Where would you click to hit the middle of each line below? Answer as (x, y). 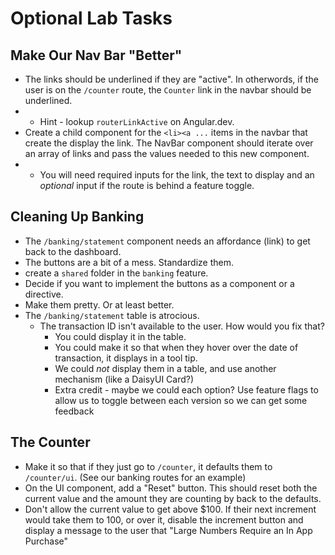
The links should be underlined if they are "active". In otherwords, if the (171, 79)
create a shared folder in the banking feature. (116, 273)
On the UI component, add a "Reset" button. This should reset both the (171, 488)
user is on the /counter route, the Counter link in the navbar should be (168, 90)
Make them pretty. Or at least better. (99, 304)
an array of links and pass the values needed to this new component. (167, 153)
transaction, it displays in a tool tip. (126, 358)
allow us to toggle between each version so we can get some (181, 400)
